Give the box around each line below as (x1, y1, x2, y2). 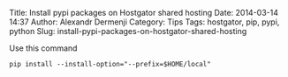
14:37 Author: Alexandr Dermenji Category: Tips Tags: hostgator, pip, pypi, (9, 17, 280, 27)
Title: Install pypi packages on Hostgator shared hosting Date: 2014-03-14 (9, 8, 278, 17)
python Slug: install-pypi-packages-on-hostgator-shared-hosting (9, 26, 247, 36)
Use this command (9, 43, 78, 53)
